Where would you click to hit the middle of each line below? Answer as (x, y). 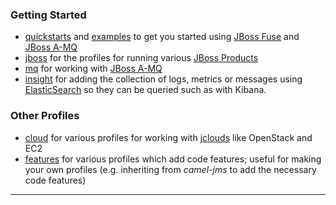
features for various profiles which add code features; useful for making (173, 159)
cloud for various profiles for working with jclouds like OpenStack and (168, 137)
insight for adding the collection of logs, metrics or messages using (163, 79)
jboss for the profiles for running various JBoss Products (141, 58)
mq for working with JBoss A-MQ (93, 69)
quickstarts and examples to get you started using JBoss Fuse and (162, 37)
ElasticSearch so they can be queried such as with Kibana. (145, 90)
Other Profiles (45, 116)
